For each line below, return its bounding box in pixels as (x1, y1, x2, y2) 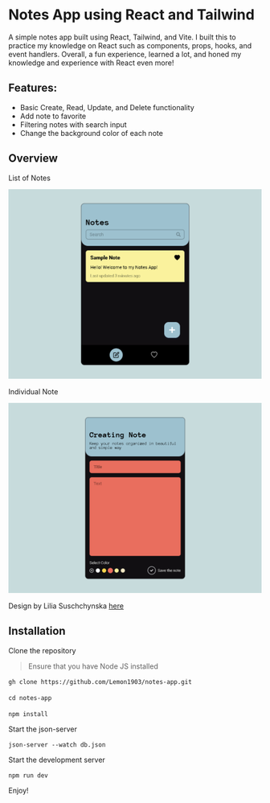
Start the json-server (8, 724, 78, 734)
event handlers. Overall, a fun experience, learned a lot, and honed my (8, 49, 242, 59)
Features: (8, 81, 58, 95)
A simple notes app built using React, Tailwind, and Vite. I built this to (8, 32, 237, 42)
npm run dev (8, 771, 48, 780)
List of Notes (8, 173, 51, 183)
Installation (8, 624, 66, 638)
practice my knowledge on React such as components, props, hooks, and (8, 40, 252, 50)
